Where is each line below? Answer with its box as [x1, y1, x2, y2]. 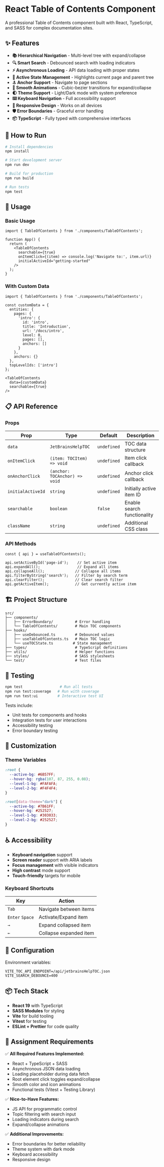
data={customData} [9, 380, 47, 385]
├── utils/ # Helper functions [5, 649, 115, 654]
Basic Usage [5, 217, 36, 224]
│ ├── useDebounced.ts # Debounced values [5, 632, 115, 637]
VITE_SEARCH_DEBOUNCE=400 [5, 973, 58, 978]
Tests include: [5, 702, 33, 708]
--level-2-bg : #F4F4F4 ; [9, 786, 58, 791]
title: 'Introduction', [22, 324, 71, 329]
